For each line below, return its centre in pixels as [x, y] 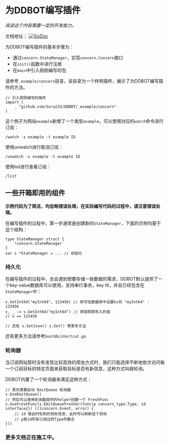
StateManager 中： [23, 292]
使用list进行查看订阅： [28, 166]
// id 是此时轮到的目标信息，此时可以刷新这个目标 [61, 414]
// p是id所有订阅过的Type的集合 [45, 419]
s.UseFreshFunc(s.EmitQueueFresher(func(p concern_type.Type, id [75, 404]
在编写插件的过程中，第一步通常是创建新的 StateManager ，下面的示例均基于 [83, 223]
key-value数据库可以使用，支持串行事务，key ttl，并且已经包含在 [77, 285]
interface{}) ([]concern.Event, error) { [50, 409]
